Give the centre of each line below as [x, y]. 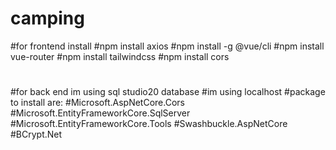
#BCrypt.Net [36, 134]
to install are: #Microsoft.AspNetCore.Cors [97, 103]
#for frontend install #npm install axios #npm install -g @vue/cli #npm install [167, 46]
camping [47, 18]
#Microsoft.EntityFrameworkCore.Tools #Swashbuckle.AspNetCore [149, 124]
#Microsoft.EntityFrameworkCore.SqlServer [100, 113]
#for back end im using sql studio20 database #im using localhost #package [168, 92]
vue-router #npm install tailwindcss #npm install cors [120, 56]
